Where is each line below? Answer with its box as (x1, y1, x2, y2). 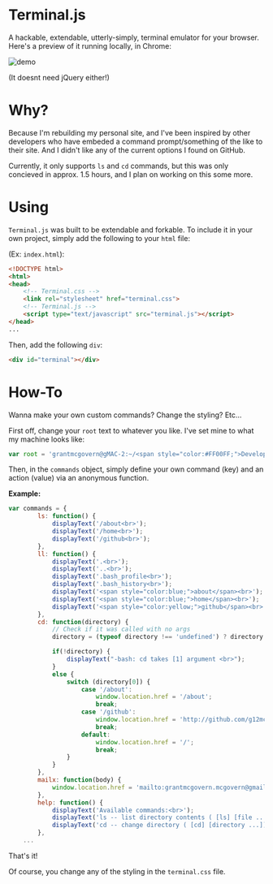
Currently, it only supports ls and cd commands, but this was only (8, 161, 229, 170)
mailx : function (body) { (37, 776, 122, 784)
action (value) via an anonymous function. (8, 473, 149, 483)
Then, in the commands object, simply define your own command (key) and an (8, 464, 264, 474)
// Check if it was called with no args (51, 625, 191, 634)
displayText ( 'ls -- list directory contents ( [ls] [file (51, 813, 253, 821)
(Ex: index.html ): (8, 249, 65, 259)
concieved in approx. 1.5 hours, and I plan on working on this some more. (8, 169, 253, 179)
